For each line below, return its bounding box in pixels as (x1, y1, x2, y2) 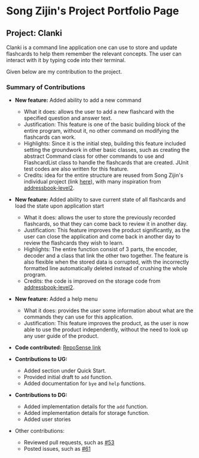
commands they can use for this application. (23, 313, 133, 320)
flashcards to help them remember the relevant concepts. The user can (6, 50, 182, 57)
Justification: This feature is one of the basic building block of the (23, 121, 186, 128)
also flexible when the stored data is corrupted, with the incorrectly (23, 258, 189, 265)
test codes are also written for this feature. (23, 166, 129, 173)
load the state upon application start (14, 202, 105, 210)
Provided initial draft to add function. (23, 374, 112, 381)
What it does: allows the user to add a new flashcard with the (23, 108, 174, 115)
